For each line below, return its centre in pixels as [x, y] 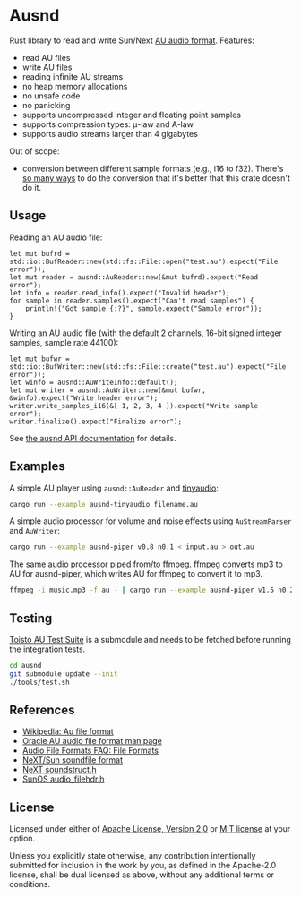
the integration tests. [47, 649]
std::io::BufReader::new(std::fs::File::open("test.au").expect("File [144, 261]
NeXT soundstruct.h [59, 770]
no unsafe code [51, 96]
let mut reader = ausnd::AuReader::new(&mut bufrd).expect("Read [133, 277]
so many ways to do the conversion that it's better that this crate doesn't [156, 178]
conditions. [30, 884]
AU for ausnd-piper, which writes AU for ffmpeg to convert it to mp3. [136, 574]
